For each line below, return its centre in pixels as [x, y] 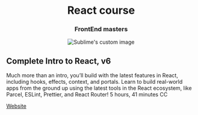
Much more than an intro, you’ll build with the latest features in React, [92, 75]
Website [17, 106]
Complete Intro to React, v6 [59, 61]
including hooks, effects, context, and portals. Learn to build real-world [94, 82]
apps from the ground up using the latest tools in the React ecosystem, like [99, 88]
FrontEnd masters [101, 29]
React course [101, 10]
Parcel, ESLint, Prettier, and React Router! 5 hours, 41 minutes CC [87, 95]
